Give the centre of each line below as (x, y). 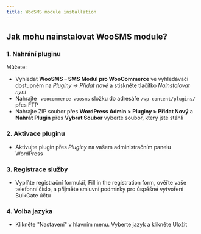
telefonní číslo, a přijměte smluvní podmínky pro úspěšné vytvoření (99, 189)
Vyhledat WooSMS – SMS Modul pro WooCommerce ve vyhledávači (102, 79)
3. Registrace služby (37, 169)
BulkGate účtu (33, 195)
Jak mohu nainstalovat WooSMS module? (87, 37)
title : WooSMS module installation (51, 12)
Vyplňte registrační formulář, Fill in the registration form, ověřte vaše (101, 182)
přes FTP (26, 105)
